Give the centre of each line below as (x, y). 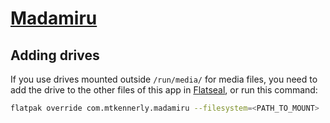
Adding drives (55, 55)
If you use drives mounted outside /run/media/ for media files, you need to (164, 79)
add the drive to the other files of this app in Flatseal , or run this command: (164, 90)
